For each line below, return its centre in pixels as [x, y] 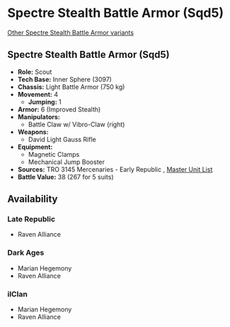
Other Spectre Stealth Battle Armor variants [71, 32]
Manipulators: [39, 117]
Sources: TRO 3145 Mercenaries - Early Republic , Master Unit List [115, 169]
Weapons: [33, 131]
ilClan [18, 294]
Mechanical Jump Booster [66, 162]
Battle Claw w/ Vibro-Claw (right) [76, 124]
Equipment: [35, 147]
